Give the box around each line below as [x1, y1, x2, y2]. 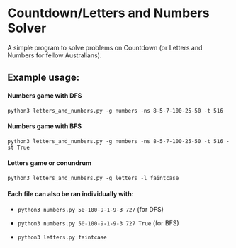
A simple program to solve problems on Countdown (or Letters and [7, 43, 203, 52]
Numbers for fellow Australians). [7, 51, 102, 60]
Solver [7, 20, 47, 36]
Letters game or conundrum [7, 159, 92, 167]
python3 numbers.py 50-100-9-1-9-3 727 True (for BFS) [17, 219, 179, 227]
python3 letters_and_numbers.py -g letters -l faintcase [7, 174, 179, 181]
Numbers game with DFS [7, 91, 82, 100]
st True [7, 144, 30, 151]
